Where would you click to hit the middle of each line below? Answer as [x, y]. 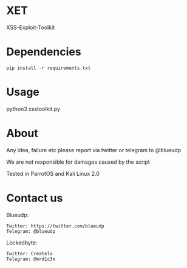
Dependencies [44, 52]
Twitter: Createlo [29, 253]
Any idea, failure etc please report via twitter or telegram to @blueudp [93, 150]
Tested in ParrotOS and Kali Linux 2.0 [53, 173]
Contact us [35, 198]
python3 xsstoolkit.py [33, 109]
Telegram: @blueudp [31, 231]
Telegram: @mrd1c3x [31, 259]
